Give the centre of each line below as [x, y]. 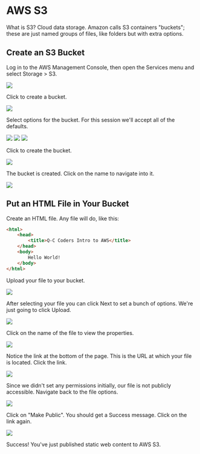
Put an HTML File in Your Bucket [68, 204]
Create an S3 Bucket [46, 53]
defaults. [17, 126]
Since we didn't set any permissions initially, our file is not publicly [89, 385]
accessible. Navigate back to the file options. [62, 392]
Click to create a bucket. [37, 97]
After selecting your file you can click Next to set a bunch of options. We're [100, 303]
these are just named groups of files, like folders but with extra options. [95, 33]
